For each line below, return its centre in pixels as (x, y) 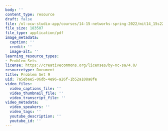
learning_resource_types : (32, 56)
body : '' (14, 10)
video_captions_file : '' (35, 88)
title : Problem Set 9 (28, 75)
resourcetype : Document (30, 70)
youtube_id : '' (25, 121)
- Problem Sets (21, 61)
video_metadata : (22, 103)
